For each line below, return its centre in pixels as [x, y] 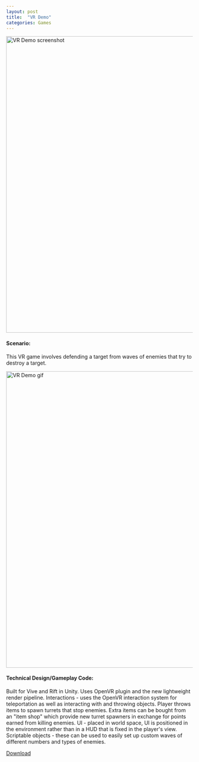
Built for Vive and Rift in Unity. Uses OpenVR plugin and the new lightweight [98, 691]
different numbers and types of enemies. [56, 741]
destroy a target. [26, 363]
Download [19, 753]
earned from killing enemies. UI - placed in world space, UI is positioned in [97, 723]
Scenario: [18, 343]
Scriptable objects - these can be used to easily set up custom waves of [94, 735]
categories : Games [29, 23]
